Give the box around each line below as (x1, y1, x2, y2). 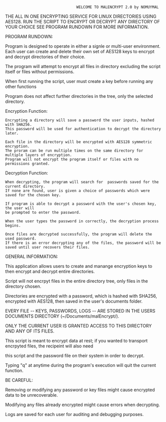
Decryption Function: (5, 170, 48, 176)
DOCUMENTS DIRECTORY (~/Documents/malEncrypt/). (5, 313, 119, 319)
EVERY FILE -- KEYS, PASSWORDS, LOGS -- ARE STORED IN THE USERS (5, 308, 156, 314)
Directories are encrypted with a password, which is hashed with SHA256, (5, 293, 158, 299)
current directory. (5, 184, 46, 189)
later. (5, 131, 19, 136)
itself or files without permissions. (5, 69, 75, 75)
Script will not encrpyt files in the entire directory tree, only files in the (5, 278, 148, 284)
